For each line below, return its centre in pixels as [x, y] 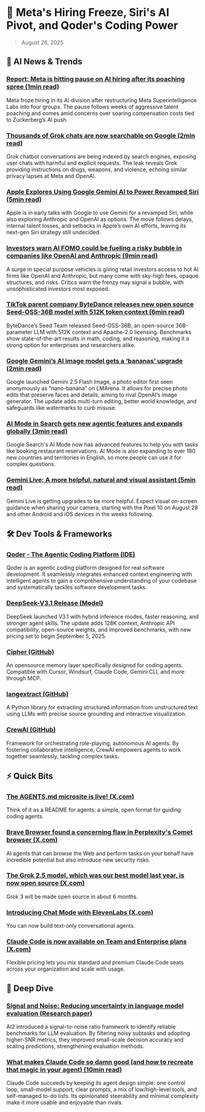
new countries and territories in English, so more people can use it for [94, 458]
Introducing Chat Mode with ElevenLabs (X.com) [80, 912]
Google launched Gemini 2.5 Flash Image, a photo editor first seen [89, 382]
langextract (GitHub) [38, 694]
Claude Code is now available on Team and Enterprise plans [97, 942]
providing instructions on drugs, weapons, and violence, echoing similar [97, 169]
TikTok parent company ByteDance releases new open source [100, 304]
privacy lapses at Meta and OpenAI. [51, 176]
